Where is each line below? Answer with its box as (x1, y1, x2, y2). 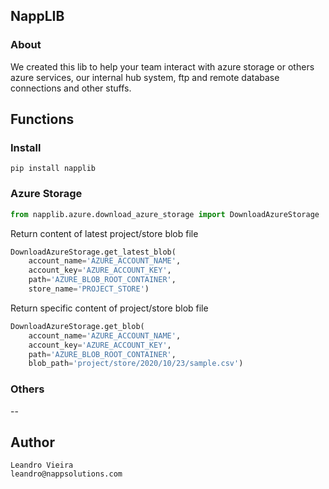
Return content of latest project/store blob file (10, 227, 199, 239)
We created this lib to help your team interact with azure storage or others (10, 60, 315, 73)
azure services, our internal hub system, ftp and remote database (10, 71, 280, 83)
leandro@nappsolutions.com (10, 469, 123, 479)
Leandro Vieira (10, 460, 74, 471)
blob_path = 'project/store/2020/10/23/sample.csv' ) (28, 359, 244, 369)
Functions (10, 111, 75, 128)
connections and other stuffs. (10, 82, 132, 94)
